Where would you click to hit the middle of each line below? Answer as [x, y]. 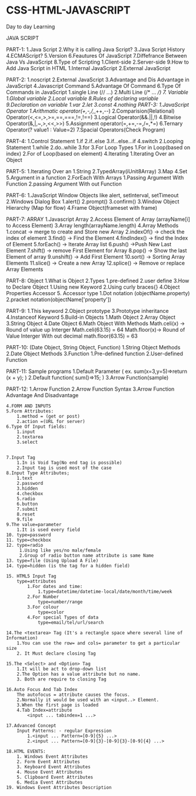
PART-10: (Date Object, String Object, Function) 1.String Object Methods [93, 347]
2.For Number [43, 597]
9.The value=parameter [34, 524]
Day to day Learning [31, 27]
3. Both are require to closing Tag [62, 679]
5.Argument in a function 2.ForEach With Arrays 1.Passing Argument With [95, 177]
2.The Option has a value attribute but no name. [79, 674]
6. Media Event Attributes [50, 782]
